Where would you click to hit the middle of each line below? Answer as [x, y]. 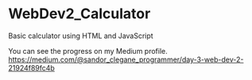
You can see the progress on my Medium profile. [88, 51]
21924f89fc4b [32, 67]
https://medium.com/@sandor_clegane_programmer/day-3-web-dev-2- [126, 59]
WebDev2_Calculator [79, 14]
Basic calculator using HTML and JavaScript [81, 36]
